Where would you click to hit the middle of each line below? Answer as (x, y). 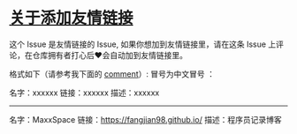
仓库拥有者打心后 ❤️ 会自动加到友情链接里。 (110, 55)
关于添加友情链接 (72, 18)
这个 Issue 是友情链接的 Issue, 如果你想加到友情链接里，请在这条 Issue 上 (143, 44)
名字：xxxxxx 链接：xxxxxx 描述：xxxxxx (84, 93)
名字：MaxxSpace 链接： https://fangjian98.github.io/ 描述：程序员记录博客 (146, 119)
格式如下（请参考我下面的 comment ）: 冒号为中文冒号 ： (112, 74)
